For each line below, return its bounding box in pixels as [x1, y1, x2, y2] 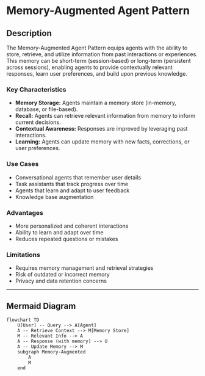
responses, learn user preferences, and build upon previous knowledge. [6, 70, 188, 77]
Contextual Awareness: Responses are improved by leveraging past [15, 125, 188, 132]
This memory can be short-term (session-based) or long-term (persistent [6, 57, 191, 64]
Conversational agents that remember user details [15, 173, 142, 181]
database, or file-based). [15, 106, 78, 113]
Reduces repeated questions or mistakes [15, 235, 118, 242]
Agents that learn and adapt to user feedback [15, 187, 130, 194]
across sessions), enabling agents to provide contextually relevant [6, 63, 173, 71]
